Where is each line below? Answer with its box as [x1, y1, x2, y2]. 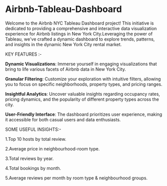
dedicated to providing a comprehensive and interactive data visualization [5, 25, 157, 31]
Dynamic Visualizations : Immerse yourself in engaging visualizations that [5, 61, 157, 67]
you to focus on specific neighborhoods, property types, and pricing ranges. [5, 81, 163, 87]
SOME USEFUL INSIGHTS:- [5, 126, 61, 132]
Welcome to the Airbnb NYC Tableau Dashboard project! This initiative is [5, 20, 154, 26]
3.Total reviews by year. [5, 155, 54, 161]
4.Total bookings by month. [5, 165, 61, 171]
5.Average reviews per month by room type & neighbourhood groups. [5, 174, 148, 181]
